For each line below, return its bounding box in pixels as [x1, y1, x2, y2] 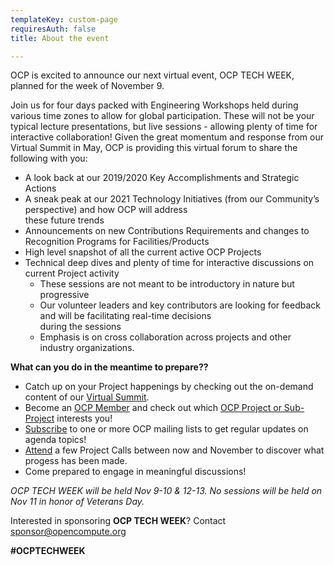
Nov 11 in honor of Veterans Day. [10, 496, 145, 508]
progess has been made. [24, 455, 128, 467]
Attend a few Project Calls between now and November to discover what [24, 444, 325, 456]
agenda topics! [24, 434, 87, 446]
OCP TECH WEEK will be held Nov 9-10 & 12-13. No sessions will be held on [10, 485, 323, 497]
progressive [39, 289, 90, 301]
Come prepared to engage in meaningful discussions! [24, 466, 247, 478]
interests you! [56, 412, 113, 425]
